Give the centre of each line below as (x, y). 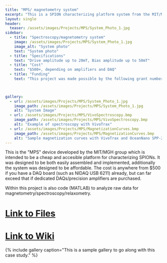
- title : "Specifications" (38, 56)
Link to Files (30, 213)
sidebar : (14, 33)
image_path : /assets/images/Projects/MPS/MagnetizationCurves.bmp (84, 133)
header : (13, 24)
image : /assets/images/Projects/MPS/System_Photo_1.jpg (73, 42)
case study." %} (22, 255)
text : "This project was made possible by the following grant (81, 79)
